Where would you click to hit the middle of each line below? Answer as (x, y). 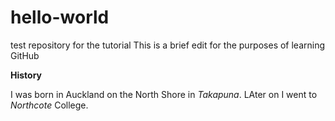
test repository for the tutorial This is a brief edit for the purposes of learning (168, 45)
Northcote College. (49, 105)
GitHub (25, 55)
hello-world (60, 17)
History (26, 75)
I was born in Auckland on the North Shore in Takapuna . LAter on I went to (164, 94)
